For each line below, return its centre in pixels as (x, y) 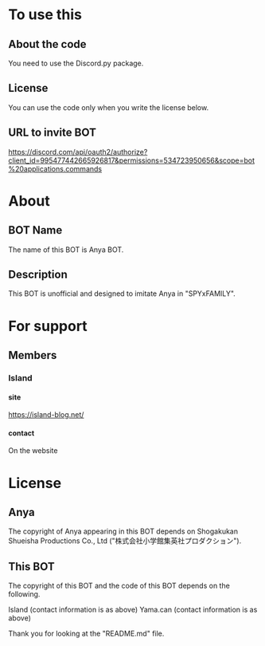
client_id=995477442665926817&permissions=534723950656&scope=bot (132, 160)
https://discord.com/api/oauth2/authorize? (78, 152)
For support (48, 326)
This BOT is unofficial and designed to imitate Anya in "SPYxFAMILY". (122, 293)
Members (33, 355)
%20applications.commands (55, 168)
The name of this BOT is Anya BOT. (66, 250)
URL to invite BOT (53, 133)
